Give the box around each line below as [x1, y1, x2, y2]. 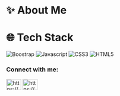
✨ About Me [6, 4, 67, 17]
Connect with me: [6, 65, 59, 74]
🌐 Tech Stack [6, 31, 74, 44]
